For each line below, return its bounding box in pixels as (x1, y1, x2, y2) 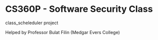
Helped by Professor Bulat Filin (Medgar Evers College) (5, 29, 120, 35)
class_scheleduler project (5, 20, 59, 26)
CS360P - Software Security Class (5, 3, 153, 15)
